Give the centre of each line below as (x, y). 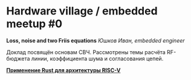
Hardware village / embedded (82, 11)
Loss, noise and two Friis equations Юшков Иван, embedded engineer (96, 40)
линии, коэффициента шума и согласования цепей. (97, 58)
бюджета (18, 58)
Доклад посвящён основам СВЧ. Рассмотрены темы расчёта (86, 52)
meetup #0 (34, 24)
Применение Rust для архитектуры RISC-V (63, 70)
